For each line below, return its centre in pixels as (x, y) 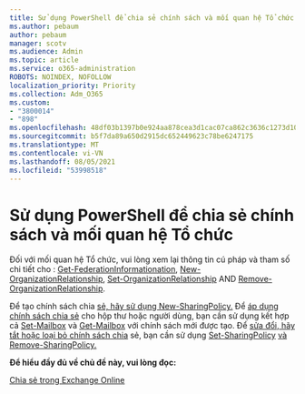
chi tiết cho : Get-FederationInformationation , (94, 269)
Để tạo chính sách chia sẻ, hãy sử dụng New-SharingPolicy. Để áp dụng (144, 307)
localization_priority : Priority (73, 86)
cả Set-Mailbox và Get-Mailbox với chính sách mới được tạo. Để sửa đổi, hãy (152, 326)
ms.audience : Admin (46, 52)
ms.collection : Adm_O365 (56, 94)
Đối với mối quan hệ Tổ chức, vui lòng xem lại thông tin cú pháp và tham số (150, 259)
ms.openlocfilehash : (49, 128)
